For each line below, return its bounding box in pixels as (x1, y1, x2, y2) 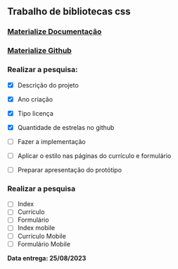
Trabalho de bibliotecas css (7, 6, 132, 18)
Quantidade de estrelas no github (17, 123, 115, 131)
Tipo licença (17, 109, 54, 117)
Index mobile (17, 224, 55, 232)
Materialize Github (7, 46, 72, 56)
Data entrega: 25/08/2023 (7, 253, 87, 262)
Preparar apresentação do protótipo (17, 165, 122, 174)
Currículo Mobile (17, 232, 67, 240)
